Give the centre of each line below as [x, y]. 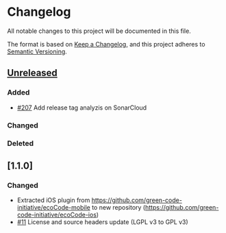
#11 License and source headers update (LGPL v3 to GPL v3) [102, 222]
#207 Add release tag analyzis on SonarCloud [82, 108]
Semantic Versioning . [37, 51]
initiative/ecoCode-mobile [53, 208]
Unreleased [33, 73]
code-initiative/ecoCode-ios [57, 215]
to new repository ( [118, 208]
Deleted [21, 143]
